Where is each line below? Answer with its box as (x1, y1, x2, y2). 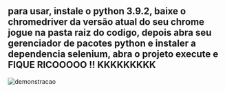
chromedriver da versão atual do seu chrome (8, 16, 205, 28)
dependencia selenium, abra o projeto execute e (8, 48, 219, 60)
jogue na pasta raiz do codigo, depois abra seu (8, 27, 212, 38)
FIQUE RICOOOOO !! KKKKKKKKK (8, 59, 156, 71)
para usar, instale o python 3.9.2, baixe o (8, 5, 186, 17)
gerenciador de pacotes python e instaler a (8, 38, 197, 49)
